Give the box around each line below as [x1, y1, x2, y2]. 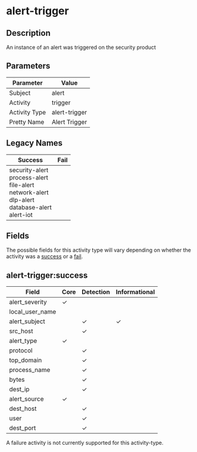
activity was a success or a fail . [6, 253, 83, 260]
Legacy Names [6, 138, 63, 148]
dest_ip [9, 385, 30, 394]
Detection [82, 288, 110, 296]
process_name [9, 366, 51, 374]
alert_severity [9, 298, 48, 307]
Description [6, 28, 51, 38]
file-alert [9, 181, 35, 189]
